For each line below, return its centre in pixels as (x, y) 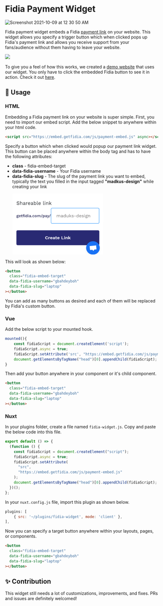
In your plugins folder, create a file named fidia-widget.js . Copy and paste (81, 427)
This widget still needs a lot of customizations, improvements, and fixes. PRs (81, 593)
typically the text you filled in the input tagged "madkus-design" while (83, 181)
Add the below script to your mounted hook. (49, 329)
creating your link (29, 186)
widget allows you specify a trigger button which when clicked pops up (76, 37)
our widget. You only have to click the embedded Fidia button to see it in (77, 72)
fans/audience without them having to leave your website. (63, 47)
